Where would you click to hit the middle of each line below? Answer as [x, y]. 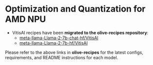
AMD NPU [26, 19]
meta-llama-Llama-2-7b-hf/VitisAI [53, 43]
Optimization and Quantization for [75, 9]
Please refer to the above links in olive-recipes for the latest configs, [74, 52]
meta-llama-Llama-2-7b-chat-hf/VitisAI [59, 38]
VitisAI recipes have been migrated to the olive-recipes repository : [80, 32]
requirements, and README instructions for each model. [62, 57]
